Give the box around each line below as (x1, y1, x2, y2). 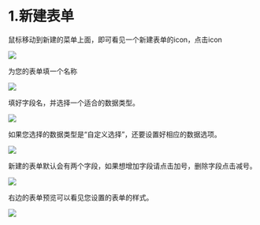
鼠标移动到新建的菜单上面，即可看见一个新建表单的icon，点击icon (8, 35, 223, 44)
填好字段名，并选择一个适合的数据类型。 (8, 98, 139, 107)
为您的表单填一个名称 (8, 66, 77, 76)
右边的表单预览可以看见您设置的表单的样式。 (8, 193, 154, 202)
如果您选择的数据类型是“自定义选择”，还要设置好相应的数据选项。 (8, 129, 222, 139)
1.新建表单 (8, 7, 75, 25)
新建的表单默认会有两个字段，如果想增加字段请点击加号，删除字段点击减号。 (8, 161, 257, 171)
